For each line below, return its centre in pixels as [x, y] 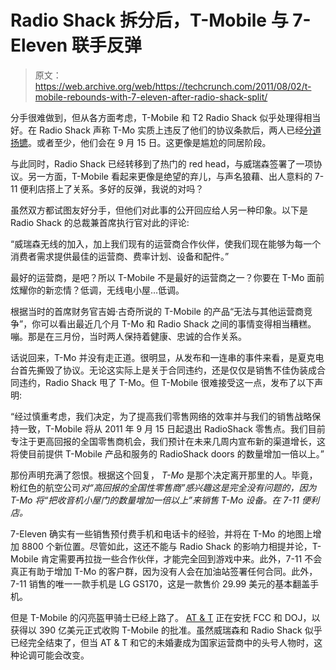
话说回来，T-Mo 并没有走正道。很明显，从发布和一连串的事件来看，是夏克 [163, 357]
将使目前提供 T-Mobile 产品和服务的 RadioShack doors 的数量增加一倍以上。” [167, 453]
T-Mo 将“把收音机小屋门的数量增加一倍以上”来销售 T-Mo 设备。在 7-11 [155, 500]
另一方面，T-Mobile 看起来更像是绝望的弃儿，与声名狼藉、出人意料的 [170, 176]
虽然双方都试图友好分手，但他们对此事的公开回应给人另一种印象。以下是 [159, 210]
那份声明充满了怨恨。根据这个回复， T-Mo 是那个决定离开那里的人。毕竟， [164, 475]
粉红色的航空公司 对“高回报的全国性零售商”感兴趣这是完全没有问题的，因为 [163, 487]
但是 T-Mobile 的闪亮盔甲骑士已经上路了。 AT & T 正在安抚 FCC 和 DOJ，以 [165, 617]
